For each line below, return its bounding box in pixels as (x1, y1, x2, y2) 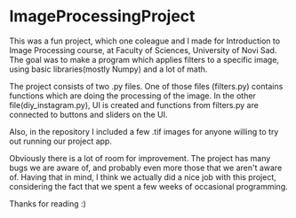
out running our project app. (9, 136, 113, 146)
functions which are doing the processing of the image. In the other (9, 90, 256, 101)
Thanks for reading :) (9, 198, 86, 209)
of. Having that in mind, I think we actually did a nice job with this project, (9, 171, 277, 183)
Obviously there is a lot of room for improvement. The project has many (9, 152, 271, 163)
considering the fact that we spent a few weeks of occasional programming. (9, 181, 289, 191)
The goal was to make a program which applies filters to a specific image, (9, 54, 280, 65)
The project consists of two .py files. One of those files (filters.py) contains (9, 81, 284, 91)
